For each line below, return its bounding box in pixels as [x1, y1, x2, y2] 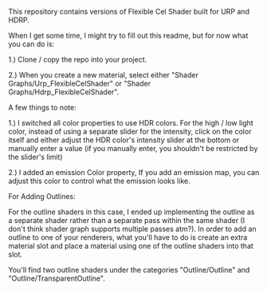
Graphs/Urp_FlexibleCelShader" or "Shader [8, 79, 151, 88]
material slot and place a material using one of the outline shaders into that [8, 241, 253, 250]
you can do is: [8, 39, 55, 49]
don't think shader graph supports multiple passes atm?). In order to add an [8, 224, 257, 233]
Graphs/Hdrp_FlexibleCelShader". [8, 87, 120, 97]
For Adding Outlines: [8, 192, 76, 201]
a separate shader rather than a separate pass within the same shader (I [8, 216, 245, 225]
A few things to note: [8, 103, 77, 112]
